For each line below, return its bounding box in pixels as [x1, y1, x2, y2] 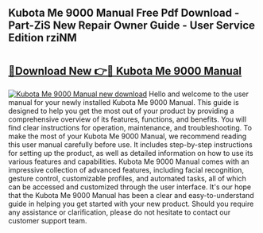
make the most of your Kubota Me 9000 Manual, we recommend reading [8, 131, 247, 141]
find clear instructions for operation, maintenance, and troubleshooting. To [8, 123, 253, 132]
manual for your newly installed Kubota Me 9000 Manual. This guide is [8, 98, 240, 107]
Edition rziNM [8, 31, 77, 45]
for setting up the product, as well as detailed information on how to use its [8, 149, 253, 157]
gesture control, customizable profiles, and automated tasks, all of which [8, 174, 246, 183]
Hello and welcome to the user [149, 89, 249, 99]
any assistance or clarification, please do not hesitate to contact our [8, 208, 231, 217]
